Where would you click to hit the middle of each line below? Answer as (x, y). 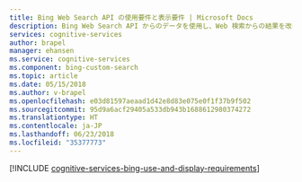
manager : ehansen (42, 51)
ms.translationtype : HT (54, 117)
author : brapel (38, 43)
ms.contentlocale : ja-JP (56, 126)
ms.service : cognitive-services (70, 59)
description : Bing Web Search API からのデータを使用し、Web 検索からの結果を (147, 26)
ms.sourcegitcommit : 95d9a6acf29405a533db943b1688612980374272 (130, 109)
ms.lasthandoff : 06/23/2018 (62, 134)
